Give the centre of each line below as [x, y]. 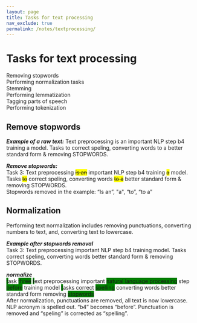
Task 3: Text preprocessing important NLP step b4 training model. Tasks [96, 250]
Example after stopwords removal [50, 244]
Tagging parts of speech [37, 101]
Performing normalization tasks [45, 82]
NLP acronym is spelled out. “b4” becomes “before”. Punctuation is [90, 307]
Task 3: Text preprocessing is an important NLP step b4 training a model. [97, 172]
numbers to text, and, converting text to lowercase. [70, 231]
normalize [19, 275]
